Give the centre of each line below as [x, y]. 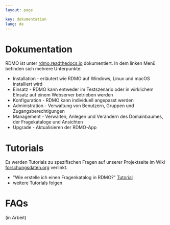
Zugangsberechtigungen [39, 111]
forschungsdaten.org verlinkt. [37, 168]
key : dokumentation [26, 19]
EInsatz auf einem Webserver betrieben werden [63, 95]
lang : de [15, 24]
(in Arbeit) [16, 218]
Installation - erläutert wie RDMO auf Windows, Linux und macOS [81, 79]
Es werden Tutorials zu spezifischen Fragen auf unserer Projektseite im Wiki [85, 162]
